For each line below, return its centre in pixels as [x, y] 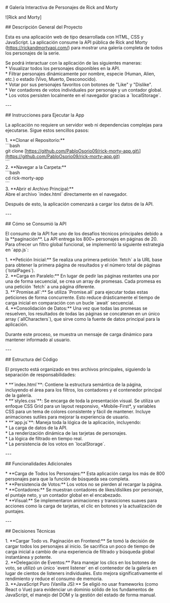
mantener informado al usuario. [38, 340]
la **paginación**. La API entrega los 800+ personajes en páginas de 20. [82, 239]
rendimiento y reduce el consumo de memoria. [54, 579]
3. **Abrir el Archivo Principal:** [40, 189]
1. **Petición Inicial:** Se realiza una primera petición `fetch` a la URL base [84, 260]
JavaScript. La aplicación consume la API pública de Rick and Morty [77, 42]
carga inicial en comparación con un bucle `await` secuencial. [70, 303]
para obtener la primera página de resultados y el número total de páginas [83, 265]
